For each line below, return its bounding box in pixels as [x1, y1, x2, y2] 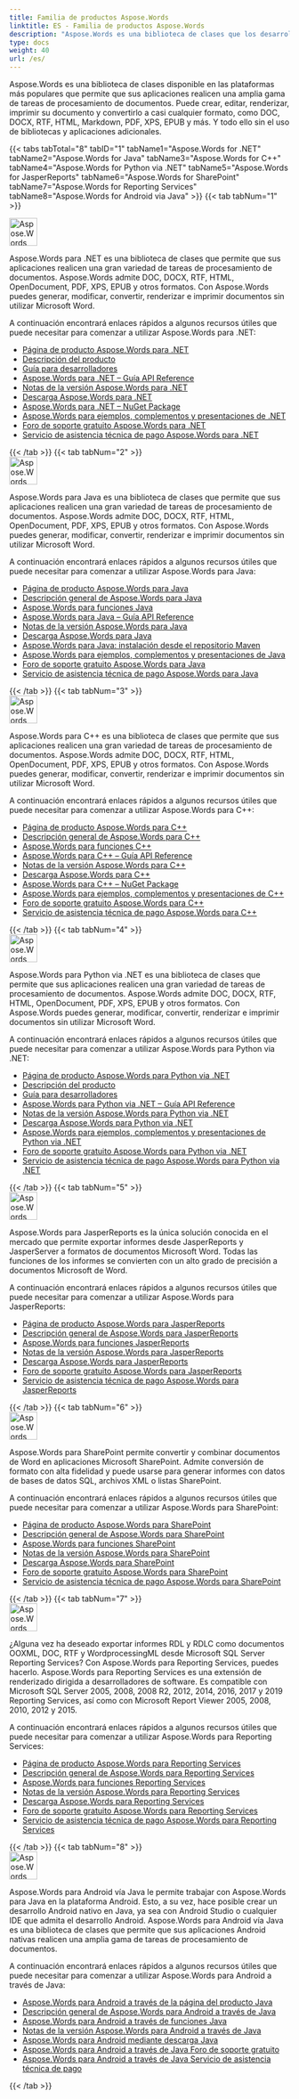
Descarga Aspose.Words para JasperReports [21, 1356, 189, 1367]
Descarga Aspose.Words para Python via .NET [21, 1118, 194, 1127]
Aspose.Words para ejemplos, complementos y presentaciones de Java [21, 649, 287, 660]
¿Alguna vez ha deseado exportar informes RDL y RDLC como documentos [9, 1639, 285, 1648]
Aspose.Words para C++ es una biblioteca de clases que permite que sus [9, 731, 279, 741]
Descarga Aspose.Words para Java [21, 631, 152, 641]
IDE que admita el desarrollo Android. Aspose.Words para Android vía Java [9, 1916, 284, 1925]
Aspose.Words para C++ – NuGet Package [21, 879, 180, 889]
